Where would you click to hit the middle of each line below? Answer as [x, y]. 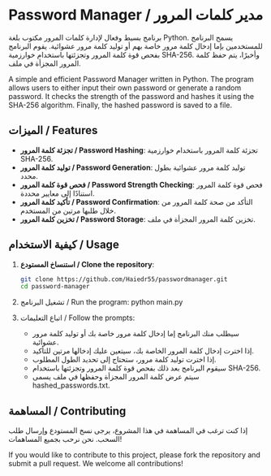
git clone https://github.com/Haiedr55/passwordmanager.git [124, 279]
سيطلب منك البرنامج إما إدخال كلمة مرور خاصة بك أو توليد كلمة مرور [135, 334]
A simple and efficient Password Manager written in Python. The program [131, 79]
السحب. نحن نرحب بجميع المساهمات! [65, 439]
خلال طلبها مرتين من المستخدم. [68, 210]
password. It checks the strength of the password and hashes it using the [131, 96]
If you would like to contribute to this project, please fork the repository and [135, 455]
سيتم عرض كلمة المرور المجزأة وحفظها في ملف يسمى [116, 377]
